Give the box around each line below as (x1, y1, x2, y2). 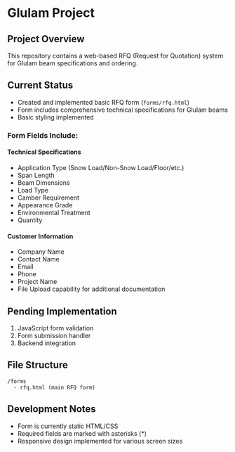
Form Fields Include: (7, 130, 79, 140)
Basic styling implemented (17, 112, 94, 121)
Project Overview (7, 33, 85, 45)
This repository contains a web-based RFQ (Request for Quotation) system (7, 51, 224, 60)
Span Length (17, 171, 55, 179)
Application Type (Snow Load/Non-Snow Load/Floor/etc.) (17, 163, 184, 172)
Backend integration (17, 339, 76, 347)
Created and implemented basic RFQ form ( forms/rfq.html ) (17, 98, 190, 106)
